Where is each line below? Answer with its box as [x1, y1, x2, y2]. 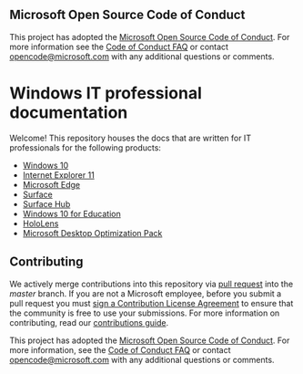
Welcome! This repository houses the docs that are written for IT [9, 132, 252, 143]
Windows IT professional [9, 83, 202, 103]
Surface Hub [22, 198, 71, 209]
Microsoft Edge [22, 179, 81, 190]
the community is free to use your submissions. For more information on [9, 307, 280, 318]
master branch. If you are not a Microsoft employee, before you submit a [9, 287, 282, 299]
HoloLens [22, 218, 59, 229]
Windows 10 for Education [22, 208, 121, 219]
